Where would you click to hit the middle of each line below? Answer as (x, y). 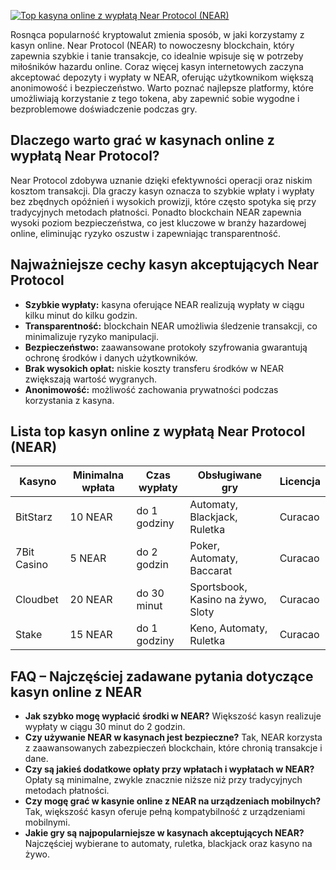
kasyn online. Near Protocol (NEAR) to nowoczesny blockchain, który (152, 45)
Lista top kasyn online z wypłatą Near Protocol (158, 431)
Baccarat (211, 571)
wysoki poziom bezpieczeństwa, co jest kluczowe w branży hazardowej (158, 222)
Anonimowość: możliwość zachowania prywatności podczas (151, 389)
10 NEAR (91, 517)
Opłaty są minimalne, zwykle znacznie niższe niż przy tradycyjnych (163, 780)
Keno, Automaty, (228, 628)
